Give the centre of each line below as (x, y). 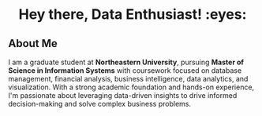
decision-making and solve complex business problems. (100, 104)
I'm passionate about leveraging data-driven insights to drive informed (123, 95)
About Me (33, 43)
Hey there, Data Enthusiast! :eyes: (133, 14)
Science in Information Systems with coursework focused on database (125, 71)
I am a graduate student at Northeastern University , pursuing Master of (126, 62)
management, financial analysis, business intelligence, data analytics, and (128, 79)
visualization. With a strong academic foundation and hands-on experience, (131, 87)
